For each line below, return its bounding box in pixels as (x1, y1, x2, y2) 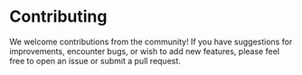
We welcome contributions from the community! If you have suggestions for (9, 36, 293, 47)
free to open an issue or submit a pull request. (9, 55, 181, 66)
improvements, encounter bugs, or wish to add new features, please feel (9, 45, 280, 56)
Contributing (9, 6, 108, 27)
